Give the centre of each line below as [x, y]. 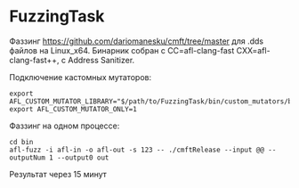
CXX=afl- [253, 50]
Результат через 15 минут [58, 174]
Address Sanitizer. [101, 60]
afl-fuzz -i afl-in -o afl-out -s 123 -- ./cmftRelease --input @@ [137, 150]
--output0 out [83, 158]
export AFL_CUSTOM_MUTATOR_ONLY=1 [73, 109]
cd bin [21, 142]
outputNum [28, 158]
